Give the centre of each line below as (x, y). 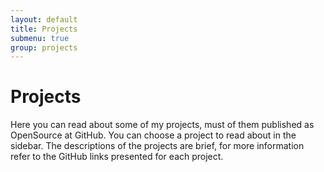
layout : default (44, 19)
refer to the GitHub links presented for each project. (117, 157)
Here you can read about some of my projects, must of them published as (162, 125)
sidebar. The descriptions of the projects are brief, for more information (157, 146)
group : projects (44, 47)
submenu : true (40, 38)
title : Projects (44, 29)
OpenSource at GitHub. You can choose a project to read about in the (153, 135)
